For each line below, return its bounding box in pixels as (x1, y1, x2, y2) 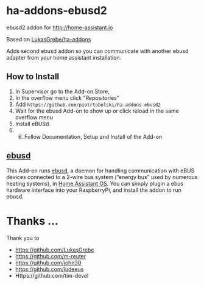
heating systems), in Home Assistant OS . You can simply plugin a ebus (6, 180, 184, 187)
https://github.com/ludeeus (15, 266, 84, 273)
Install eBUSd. (15, 120, 51, 127)
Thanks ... (6, 214, 59, 228)
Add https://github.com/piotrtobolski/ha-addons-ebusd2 (15, 100, 161, 108)
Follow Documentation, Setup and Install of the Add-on (24, 133, 163, 140)
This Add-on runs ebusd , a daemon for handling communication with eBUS (6, 167, 195, 174)
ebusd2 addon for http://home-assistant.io (6, 24, 113, 31)
